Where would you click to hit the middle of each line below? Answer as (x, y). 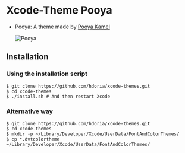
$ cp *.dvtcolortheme (33, 139)
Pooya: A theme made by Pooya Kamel (62, 27)
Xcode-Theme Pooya (59, 10)
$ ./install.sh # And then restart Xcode (58, 96)
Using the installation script (47, 74)
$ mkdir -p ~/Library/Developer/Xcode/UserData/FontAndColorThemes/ (93, 134)
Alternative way (30, 111)
